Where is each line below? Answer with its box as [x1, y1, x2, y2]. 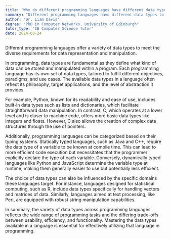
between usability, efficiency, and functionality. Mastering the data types [5, 217, 157, 223]
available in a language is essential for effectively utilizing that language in [5, 223, 160, 228]
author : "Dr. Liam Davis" [5, 17, 60, 22]
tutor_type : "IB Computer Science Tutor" [5, 26, 94, 31]
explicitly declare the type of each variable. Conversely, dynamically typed [5, 155, 161, 161]
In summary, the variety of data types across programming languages [5, 207, 151, 212]
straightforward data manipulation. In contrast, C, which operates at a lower [5, 107, 163, 113]
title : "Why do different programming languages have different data [5, 7, 155, 13]
